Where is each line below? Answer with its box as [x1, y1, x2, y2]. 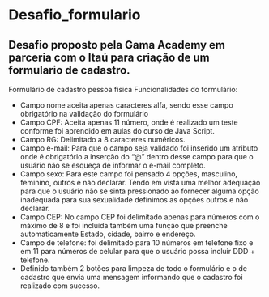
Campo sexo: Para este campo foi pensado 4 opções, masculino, [19, 169, 237, 179]
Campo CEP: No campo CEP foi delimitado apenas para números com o [19, 212, 260, 222]
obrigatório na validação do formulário [19, 109, 148, 118]
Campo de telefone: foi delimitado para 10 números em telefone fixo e [19, 238, 254, 248]
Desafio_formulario [8, 6, 141, 24]
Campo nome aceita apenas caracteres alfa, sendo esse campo [19, 100, 233, 110]
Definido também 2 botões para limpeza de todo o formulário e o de [19, 264, 247, 273]
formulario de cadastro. [8, 63, 131, 77]
